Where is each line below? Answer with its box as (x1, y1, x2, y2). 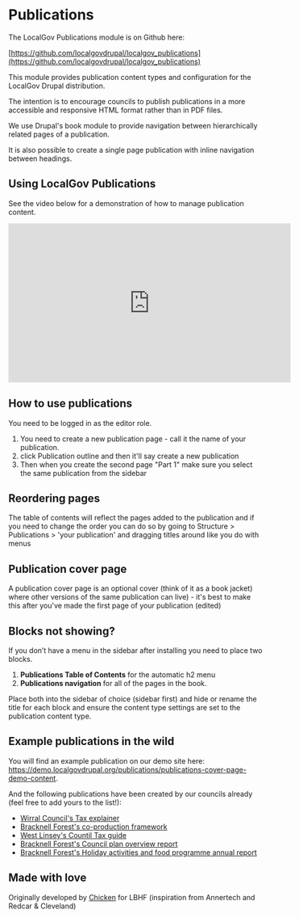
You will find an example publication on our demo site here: (8, 756, 206, 765)
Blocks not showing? (8, 624, 115, 638)
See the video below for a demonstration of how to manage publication (8, 198, 244, 208)
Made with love (8, 871, 87, 885)
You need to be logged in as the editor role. (8, 418, 152, 427)
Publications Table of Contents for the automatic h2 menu (19, 670, 216, 680)
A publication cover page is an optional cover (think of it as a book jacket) (8, 583, 253, 593)
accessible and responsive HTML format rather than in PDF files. (8, 105, 223, 115)
